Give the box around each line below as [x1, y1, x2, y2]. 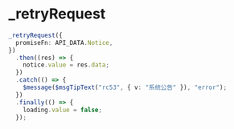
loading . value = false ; [23, 106, 103, 114]
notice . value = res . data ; [23, 61, 110, 69]
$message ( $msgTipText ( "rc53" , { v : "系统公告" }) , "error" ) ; [23, 83, 228, 92]
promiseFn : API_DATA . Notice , [15, 38, 113, 46]
